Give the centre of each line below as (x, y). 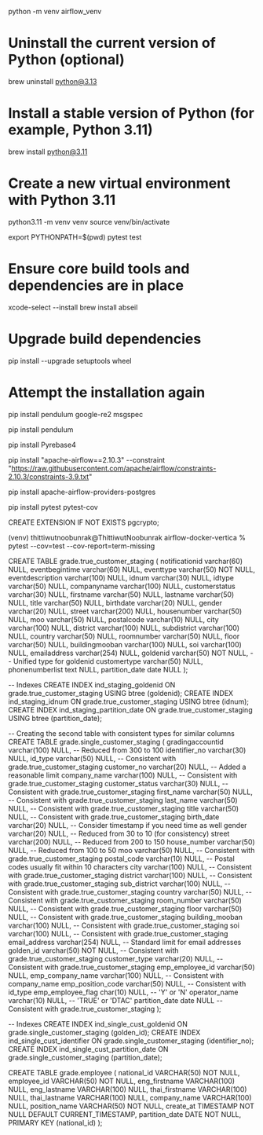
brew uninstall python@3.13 (53, 81)
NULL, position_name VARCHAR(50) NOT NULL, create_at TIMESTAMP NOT (131, 1106)
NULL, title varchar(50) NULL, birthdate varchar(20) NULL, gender (115, 602)
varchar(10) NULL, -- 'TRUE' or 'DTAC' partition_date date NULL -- (116, 1000)
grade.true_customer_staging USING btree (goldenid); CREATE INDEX (121, 693)
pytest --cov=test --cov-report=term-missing (82, 546)
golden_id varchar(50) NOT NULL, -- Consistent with (93, 950)
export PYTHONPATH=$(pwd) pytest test (75, 237)
